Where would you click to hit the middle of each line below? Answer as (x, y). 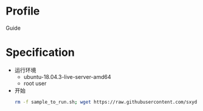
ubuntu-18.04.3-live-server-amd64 (67, 76)
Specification (40, 52)
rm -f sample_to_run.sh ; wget (53, 102)
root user (35, 83)
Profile (23, 11)
